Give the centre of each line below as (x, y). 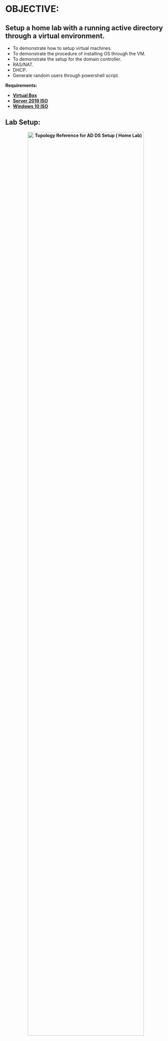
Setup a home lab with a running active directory (84, 28)
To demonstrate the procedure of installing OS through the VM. (79, 54)
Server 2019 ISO (30, 101)
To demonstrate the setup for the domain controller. (67, 59)
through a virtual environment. (55, 36)
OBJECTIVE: (32, 9)
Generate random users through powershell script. (66, 75)
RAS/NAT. (23, 64)
